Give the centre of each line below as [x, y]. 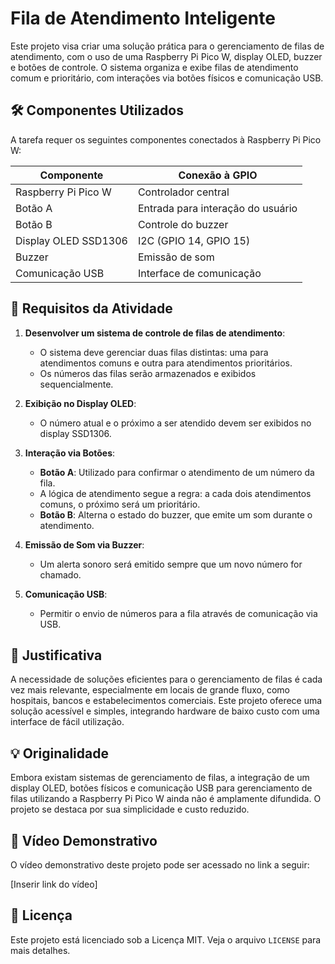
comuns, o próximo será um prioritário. [120, 504]
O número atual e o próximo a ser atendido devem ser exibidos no [175, 423]
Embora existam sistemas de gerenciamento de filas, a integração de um [160, 778]
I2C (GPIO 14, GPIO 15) [194, 240]
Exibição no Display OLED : [80, 403]
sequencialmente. [76, 384]
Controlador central [183, 192]
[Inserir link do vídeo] [54, 884]
